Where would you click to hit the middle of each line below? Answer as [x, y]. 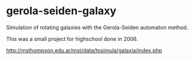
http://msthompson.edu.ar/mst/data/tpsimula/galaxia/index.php [84, 50]
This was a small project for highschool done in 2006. [72, 39]
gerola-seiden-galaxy [61, 11]
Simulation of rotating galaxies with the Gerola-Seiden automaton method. [97, 27]
